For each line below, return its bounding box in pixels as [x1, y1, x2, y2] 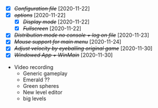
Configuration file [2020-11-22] [14, 5, 90, 12]
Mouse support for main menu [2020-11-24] [14, 38, 121, 45]
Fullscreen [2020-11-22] [22, 25, 82, 32]
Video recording [14, 63, 54, 70]
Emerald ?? [22, 76, 50, 83]
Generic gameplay [22, 70, 68, 77]
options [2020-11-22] [14, 12, 66, 19]
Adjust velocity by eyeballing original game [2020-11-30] [14, 45, 153, 52]
